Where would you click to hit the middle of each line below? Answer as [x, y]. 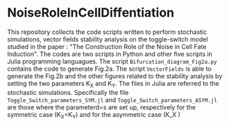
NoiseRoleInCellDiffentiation [91, 13]
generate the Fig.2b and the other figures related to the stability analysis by [115, 76]
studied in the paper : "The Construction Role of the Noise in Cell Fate [107, 46]
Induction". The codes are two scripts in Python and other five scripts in [110, 54]
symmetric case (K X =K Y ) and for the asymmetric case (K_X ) [94, 115]
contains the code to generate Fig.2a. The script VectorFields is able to [109, 69]
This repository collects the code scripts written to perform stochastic [107, 32]
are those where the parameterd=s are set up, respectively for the [102, 107]
